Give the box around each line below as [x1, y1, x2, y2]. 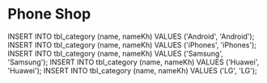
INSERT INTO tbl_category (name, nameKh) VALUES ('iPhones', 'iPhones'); [7, 39, 256, 49]
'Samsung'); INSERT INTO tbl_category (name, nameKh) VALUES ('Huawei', [7, 57, 260, 67]
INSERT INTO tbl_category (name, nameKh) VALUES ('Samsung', [7, 48, 224, 58]
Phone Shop [7, 5, 91, 23]
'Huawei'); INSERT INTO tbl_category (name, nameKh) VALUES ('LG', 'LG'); [7, 65, 257, 75]
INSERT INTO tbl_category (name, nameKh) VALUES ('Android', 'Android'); [7, 31, 255, 41]
